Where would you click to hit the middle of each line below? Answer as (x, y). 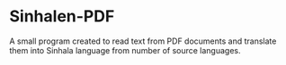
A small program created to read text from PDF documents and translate (143, 41)
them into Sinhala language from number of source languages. (125, 50)
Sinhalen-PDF (62, 16)
